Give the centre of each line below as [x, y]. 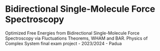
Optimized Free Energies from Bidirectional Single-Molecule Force [72, 33]
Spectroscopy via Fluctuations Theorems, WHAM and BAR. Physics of [77, 38]
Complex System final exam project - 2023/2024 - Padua [63, 43]
